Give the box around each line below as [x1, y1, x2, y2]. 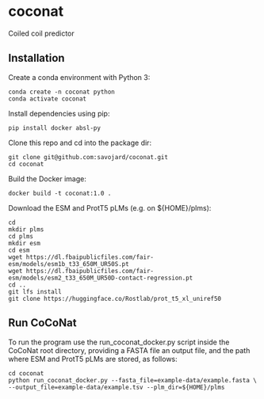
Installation [8, 51, 65, 65]
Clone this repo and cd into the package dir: [8, 138, 152, 147]
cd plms [8, 232, 34, 240]
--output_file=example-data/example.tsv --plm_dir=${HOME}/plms [8, 383, 225, 391]
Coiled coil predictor [8, 28, 75, 38]
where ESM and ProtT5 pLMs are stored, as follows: [8, 354, 178, 363]
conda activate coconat [8, 94, 87, 103]
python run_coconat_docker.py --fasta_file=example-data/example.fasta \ [8, 376, 258, 384]
